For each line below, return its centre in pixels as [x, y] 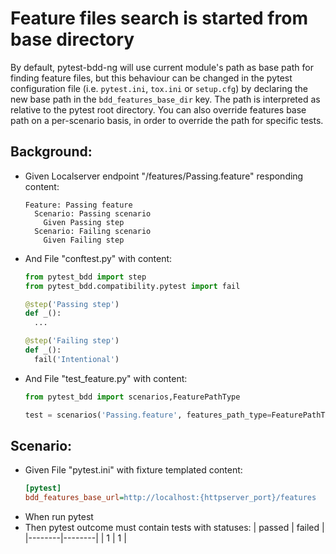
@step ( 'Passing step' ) [72, 304]
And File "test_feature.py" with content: [106, 378]
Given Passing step [84, 222]
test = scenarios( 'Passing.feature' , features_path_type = [148, 415]
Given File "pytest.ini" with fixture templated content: [133, 470]
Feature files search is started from [159, 18]
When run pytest [59, 517]
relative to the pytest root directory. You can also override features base [158, 109]
